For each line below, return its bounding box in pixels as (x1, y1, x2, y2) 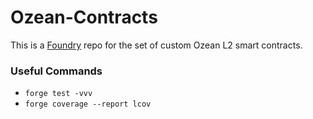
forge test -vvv (24, 89, 93, 99)
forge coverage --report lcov (24, 99, 152, 110)
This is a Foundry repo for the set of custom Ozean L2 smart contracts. (10, 39, 303, 51)
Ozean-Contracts (10, 6, 158, 29)
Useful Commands (10, 64, 103, 78)
